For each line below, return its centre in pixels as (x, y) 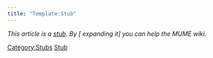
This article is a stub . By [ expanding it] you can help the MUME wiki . (107, 34)
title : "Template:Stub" (42, 14)
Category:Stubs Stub (37, 47)
